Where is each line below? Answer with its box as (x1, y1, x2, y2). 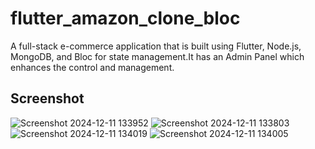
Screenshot (10, 90, 85, 107)
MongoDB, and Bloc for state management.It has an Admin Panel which (10, 50, 305, 62)
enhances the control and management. (10, 61, 175, 73)
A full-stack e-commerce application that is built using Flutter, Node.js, (10, 40, 302, 52)
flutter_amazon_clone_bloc (10, 7, 241, 30)
